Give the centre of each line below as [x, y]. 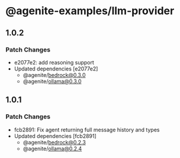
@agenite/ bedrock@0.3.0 [54, 75]
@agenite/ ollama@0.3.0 [52, 81]
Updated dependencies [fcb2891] [55, 136]
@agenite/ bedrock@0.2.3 [54, 142]
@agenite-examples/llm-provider [90, 11]
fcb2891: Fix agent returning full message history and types [87, 130]
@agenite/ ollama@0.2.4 [52, 149]
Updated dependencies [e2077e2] [56, 69]
